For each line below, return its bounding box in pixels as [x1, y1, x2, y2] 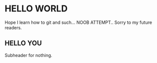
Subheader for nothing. [4, 52, 53, 58]
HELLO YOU [4, 39, 42, 48]
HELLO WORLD [4, 3, 68, 14]
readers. [4, 24, 22, 30]
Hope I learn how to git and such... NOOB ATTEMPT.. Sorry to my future [4, 19, 153, 25]
